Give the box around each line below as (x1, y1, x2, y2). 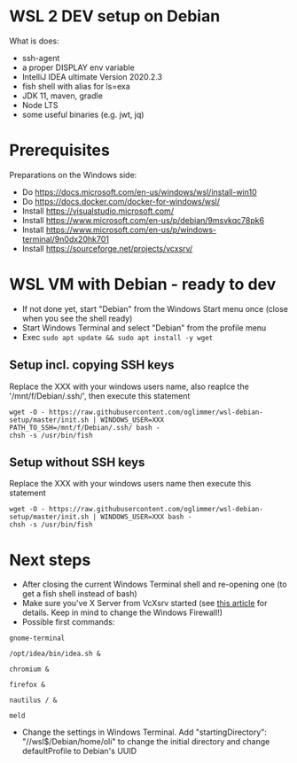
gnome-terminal (9, 634, 66, 643)
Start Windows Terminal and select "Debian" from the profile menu (21, 322, 267, 333)
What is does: (9, 35, 59, 46)
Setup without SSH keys (9, 455, 145, 471)
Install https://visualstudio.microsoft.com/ (21, 206, 175, 216)
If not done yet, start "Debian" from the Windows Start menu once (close (21, 303, 288, 314)
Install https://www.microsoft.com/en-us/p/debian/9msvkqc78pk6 (21, 214, 264, 225)
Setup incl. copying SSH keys (9, 357, 175, 373)
